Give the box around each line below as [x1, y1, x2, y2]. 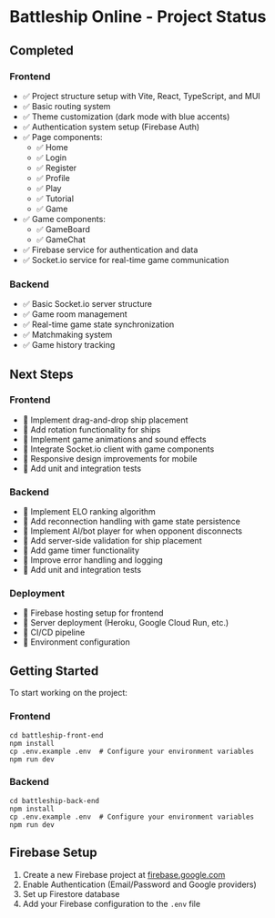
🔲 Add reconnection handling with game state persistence [22, 516, 241, 527]
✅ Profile [36, 172, 70, 183]
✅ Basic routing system [22, 100, 111, 111]
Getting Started [9, 663, 99, 678]
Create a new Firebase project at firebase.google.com [22, 869, 226, 880]
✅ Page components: [22, 131, 103, 142]
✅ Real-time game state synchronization [22, 319, 175, 330]
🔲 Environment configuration [22, 637, 130, 648]
